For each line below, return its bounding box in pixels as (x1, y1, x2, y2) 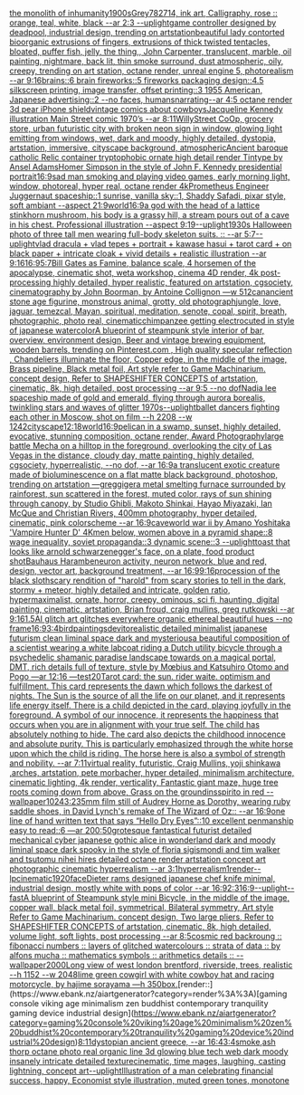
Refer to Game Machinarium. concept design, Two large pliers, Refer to (9, 911, 274, 922)
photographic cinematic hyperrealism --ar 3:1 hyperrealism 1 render (9, 863, 254, 874)
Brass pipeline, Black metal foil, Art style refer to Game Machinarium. (9, 364, 266, 374)
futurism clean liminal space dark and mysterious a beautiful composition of (9, 633, 290, 643)
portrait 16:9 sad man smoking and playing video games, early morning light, (9, 171, 290, 182)
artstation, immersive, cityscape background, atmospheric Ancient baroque (9, 142, 289, 153)
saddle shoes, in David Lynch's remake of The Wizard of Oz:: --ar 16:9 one (9, 805, 286, 816)
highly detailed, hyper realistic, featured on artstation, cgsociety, (52, 277, 294, 288)
